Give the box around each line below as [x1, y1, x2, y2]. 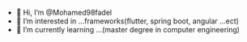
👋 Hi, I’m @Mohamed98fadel [15, 8, 112, 17]
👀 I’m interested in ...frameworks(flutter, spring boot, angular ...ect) [15, 16, 239, 26]
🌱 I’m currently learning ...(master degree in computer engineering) [15, 25, 241, 34]
